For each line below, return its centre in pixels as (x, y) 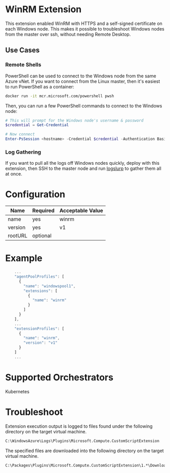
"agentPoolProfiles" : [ (39, 277)
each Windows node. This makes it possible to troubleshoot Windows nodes (85, 28)
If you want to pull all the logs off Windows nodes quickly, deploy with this (82, 163)
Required (43, 211)
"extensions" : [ (40, 291)
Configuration (35, 195)
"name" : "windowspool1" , (50, 286)
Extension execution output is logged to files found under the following (79, 426)
